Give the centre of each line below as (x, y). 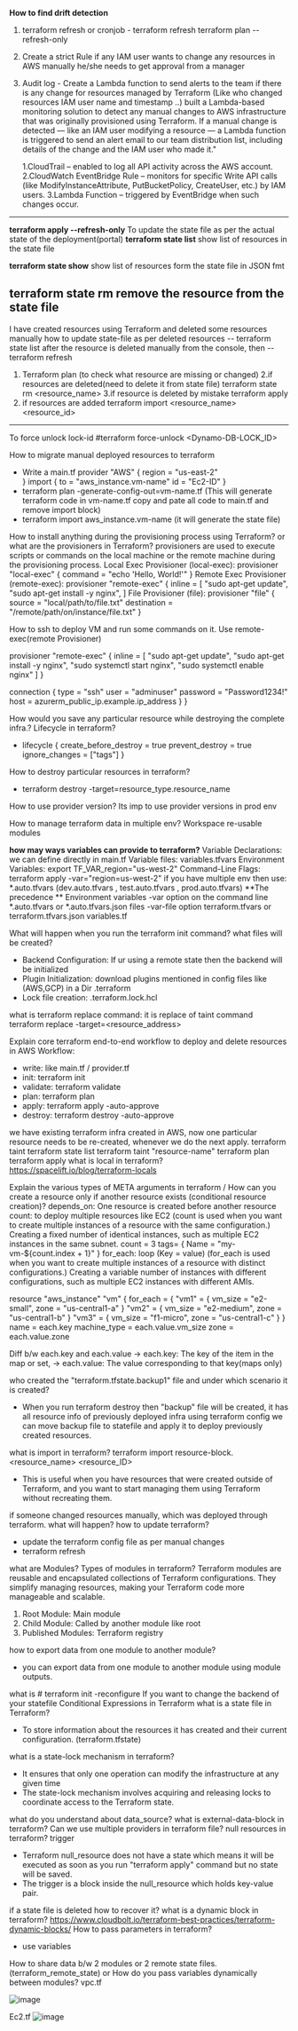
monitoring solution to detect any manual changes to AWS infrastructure (154, 111)
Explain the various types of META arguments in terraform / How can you (143, 1187)
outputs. (37, 1676)
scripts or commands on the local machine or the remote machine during (142, 555)
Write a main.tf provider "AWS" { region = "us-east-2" (120, 472)
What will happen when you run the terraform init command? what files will (146, 933)
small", (21, 1308)
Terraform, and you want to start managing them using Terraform (141, 1488)
